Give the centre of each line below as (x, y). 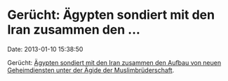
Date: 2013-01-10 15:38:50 (45, 49)
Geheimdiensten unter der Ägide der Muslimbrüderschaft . (91, 70)
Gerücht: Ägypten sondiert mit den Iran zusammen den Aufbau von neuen (114, 62)
